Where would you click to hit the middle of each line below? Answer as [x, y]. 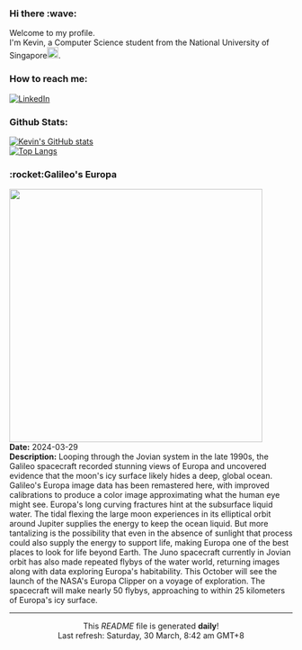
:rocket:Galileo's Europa [63, 174]
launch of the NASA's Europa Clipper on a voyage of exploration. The [137, 581]
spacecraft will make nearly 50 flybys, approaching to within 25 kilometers [147, 591]
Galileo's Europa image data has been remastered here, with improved [139, 485]
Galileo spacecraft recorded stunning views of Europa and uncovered [138, 466]
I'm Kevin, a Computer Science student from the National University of [139, 42]
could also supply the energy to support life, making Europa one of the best [149, 543]
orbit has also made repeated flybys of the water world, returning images [145, 562]
